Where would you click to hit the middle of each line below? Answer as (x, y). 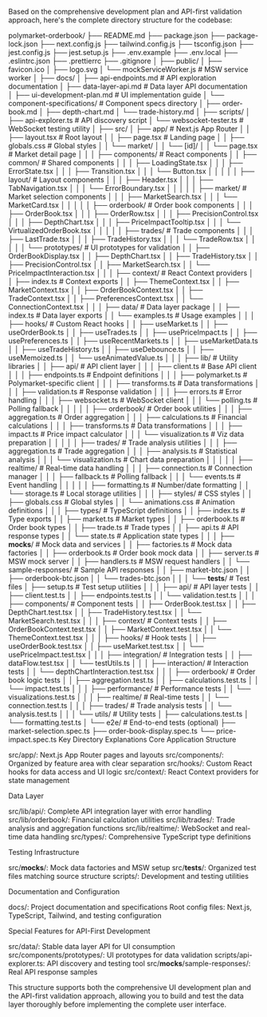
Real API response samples (53, 972)
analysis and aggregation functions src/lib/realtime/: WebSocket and (121, 828)
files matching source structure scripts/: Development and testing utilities (129, 876)
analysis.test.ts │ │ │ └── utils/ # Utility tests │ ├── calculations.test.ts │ (129, 714)
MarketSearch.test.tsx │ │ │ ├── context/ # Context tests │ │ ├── (118, 621)
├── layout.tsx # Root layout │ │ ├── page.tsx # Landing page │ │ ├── (126, 137)
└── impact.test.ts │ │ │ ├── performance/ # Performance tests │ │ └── (130, 689)
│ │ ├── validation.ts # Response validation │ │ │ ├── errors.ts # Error (125, 392)
